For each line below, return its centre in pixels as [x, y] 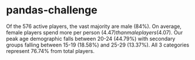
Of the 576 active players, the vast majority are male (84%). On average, [94, 26]
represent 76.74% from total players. [51, 51]
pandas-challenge [52, 10]
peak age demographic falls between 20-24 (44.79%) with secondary [91, 38]
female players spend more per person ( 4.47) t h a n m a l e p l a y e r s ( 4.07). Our [95, 32]
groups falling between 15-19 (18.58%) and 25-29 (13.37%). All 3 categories [98, 45]
